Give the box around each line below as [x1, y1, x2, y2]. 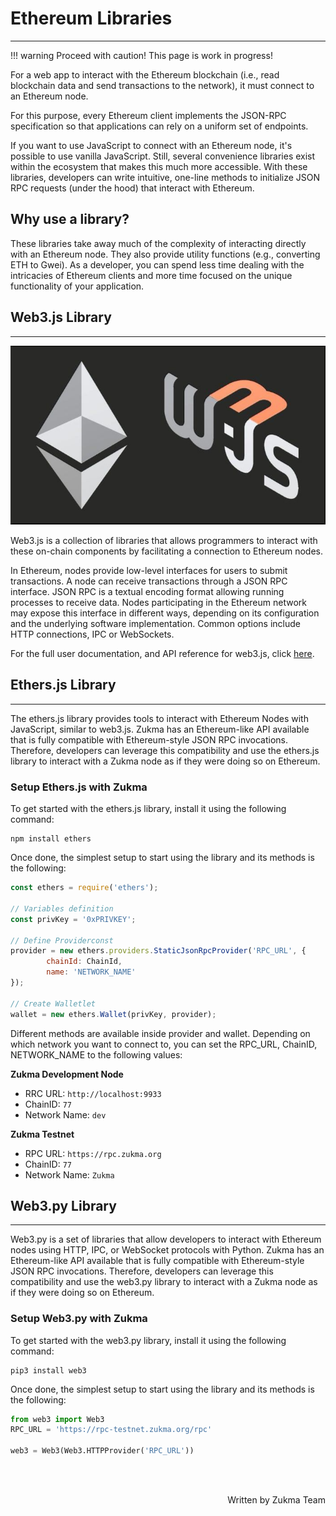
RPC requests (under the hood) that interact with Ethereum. [10, 182, 255, 194]
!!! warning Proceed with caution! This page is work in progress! [10, 49, 273, 61]
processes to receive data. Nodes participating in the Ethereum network [10, 597, 307, 609]
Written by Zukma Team [227, 1494, 326, 1506]
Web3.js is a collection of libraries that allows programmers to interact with [10, 535, 318, 547]
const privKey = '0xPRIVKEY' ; [10, 914, 137, 924]
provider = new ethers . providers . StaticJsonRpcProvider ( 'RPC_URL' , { [10, 946, 307, 956]
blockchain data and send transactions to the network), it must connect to [10, 79, 315, 91]
